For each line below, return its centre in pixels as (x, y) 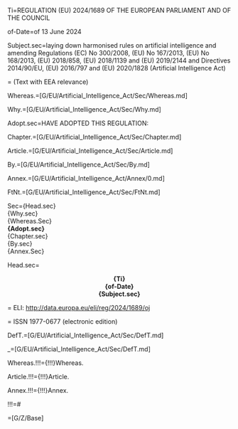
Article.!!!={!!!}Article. (38, 377)
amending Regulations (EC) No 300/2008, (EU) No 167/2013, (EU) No (108, 53)
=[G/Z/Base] (26, 418)
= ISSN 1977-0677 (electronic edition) (63, 322)
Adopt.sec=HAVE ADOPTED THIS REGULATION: (78, 123)
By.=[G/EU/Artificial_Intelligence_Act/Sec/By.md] (79, 164)
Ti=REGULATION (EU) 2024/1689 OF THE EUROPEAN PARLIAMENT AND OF (119, 10)
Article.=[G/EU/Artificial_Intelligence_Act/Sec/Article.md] (90, 151)
